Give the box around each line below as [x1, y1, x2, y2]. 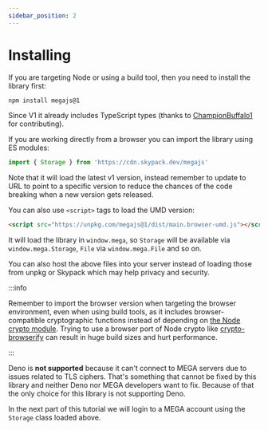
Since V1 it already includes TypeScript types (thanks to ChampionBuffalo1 [8, 111, 253, 120]
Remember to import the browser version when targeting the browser [8, 298, 237, 308]
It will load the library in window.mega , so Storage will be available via [8, 235, 231, 245]
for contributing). [8, 119, 65, 128]
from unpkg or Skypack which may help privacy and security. [8, 268, 210, 278]
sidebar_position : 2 [8, 11, 77, 20]
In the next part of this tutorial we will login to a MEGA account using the [8, 404, 246, 414]
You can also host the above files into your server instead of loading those [8, 259, 253, 269]
